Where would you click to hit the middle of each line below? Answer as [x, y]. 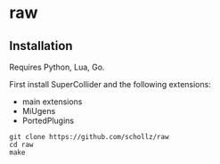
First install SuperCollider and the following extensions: [110, 84]
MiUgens [39, 111]
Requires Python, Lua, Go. [57, 67]
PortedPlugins [48, 120]
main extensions [52, 102]
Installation [41, 46]
